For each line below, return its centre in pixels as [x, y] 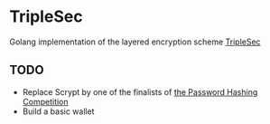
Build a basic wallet [58, 111]
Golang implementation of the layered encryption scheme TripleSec [135, 42]
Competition [46, 101]
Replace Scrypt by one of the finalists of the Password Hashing [140, 91]
